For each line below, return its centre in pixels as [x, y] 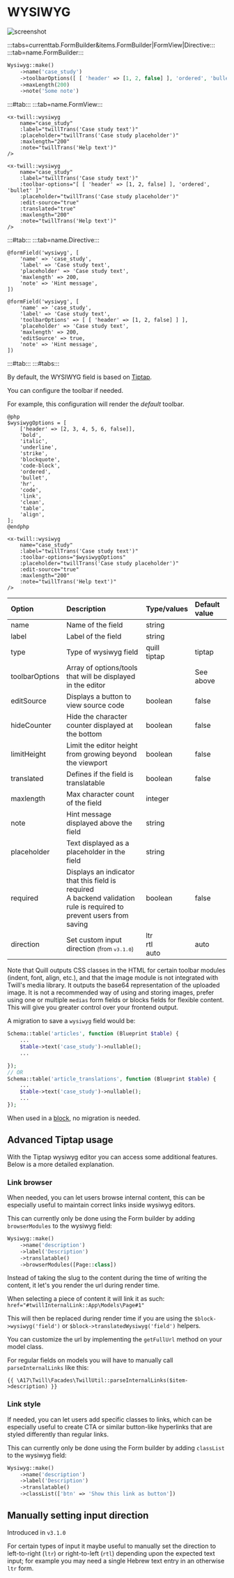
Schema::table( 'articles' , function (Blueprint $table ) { [93, 1034]
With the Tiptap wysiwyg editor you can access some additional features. [112, 1156]
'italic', [34, 441]
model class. [25, 1347]
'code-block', [40, 466]
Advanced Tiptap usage [60, 1140]
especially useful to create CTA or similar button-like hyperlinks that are [110, 1427]
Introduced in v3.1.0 [37, 1532]
